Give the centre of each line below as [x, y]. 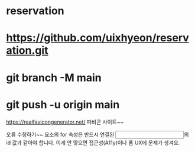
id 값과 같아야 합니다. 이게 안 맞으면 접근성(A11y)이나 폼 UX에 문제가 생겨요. [93, 143]
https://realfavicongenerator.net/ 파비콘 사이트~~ [65, 122]
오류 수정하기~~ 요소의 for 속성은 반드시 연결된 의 [97, 134]
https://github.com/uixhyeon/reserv [97, 38]
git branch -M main [54, 77]
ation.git [27, 51]
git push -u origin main [63, 104]
